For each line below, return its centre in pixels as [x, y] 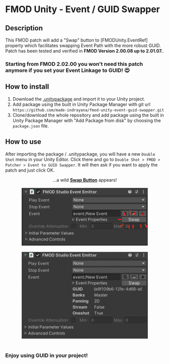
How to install [27, 87]
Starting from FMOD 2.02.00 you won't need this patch [74, 64]
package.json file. [31, 126]
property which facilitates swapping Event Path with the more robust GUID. [83, 46]
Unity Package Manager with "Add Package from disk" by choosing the [87, 120]
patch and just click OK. [30, 170]
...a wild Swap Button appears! [85, 180]
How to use [23, 142]
